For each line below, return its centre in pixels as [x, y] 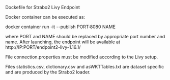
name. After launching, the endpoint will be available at [63, 42]
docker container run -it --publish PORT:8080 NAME [61, 27]
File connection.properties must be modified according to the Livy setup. [82, 57]
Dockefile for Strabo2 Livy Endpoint [43, 7]
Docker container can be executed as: [45, 17]
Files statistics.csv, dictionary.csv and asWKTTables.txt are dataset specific [85, 67]
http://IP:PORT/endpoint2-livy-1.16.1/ [43, 47]
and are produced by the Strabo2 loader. [48, 72]
